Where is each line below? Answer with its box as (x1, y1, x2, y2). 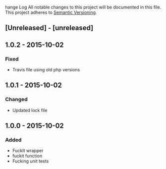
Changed (5, 96, 28, 103)
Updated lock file (12, 107, 48, 113)
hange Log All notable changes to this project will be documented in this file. (5, 4, 162, 10)
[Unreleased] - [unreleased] (5, 24, 94, 32)
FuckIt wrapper (12, 148, 44, 154)
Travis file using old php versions (12, 67, 80, 73)
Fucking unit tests (12, 158, 49, 164)
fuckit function (12, 153, 43, 159)
